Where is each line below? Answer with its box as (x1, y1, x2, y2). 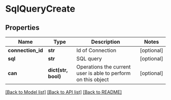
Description (91, 39, 121, 45)
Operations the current (76, 63, 131, 70)
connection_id (8, 47, 43, 54)
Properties (5, 23, 40, 32)
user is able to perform (76, 70, 131, 77)
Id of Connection (76, 47, 117, 54)
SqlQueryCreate (5, 3, 75, 15)
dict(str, (48, 66, 68, 74)
